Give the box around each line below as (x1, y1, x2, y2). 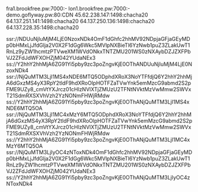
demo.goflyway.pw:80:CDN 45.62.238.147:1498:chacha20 (6, 11, 148, 18)
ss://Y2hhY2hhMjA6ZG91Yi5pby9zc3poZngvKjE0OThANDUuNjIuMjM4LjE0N (6, 60, 193, 68)
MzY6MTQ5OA (6, 142, 43, 149)
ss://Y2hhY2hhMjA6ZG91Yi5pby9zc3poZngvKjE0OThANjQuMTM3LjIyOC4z (6, 174, 190, 181)
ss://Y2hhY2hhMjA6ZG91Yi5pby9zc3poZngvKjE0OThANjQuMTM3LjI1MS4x (6, 98, 190, 105)
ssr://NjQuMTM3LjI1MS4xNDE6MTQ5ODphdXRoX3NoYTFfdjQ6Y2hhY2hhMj (6, 73, 192, 80)
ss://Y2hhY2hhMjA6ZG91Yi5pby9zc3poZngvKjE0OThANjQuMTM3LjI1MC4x (6, 136, 190, 143)
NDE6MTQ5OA (6, 105, 43, 111)
